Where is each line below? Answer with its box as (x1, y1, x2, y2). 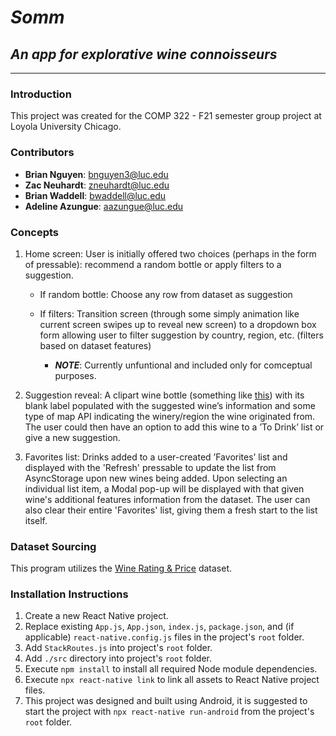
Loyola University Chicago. (10, 121, 122, 133)
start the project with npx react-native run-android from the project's (24, 706, 315, 718)
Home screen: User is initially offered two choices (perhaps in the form (24, 247, 317, 260)
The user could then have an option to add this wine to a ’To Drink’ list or (24, 421, 325, 433)
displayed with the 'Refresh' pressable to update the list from (24, 461, 277, 473)
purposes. (54, 369, 97, 381)
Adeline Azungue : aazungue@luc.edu (24, 200, 184, 212)
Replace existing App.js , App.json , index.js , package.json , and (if (24, 621, 295, 633)
